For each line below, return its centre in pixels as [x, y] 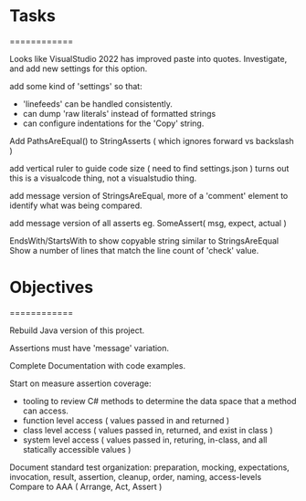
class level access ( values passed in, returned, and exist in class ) [148, 430]
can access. [45, 411]
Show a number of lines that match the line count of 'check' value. [134, 250]
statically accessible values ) [77, 449]
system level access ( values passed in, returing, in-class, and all [145, 440]
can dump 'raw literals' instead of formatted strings [119, 113]
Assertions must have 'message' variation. [90, 348]
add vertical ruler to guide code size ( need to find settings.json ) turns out [149, 168]
